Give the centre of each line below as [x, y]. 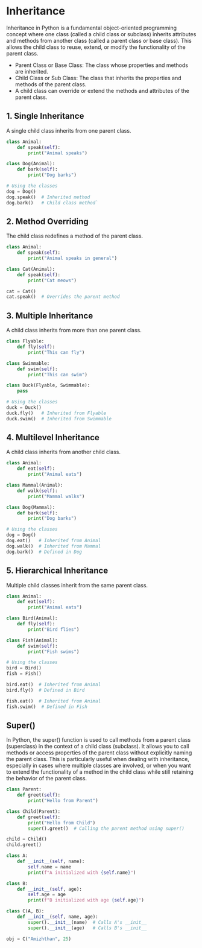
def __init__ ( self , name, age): [58, 917]
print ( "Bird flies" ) [54, 629]
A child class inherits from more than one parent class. [74, 330]
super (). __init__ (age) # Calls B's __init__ [87, 928]
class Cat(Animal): [31, 269]
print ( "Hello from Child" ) [62, 823]
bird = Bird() [24, 668]
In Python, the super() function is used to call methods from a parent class [99, 740]
